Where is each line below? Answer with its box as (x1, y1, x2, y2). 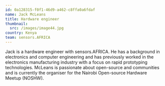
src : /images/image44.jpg (10, 26, 64, 31)
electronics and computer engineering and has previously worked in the (5, 54, 154, 60)
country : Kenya (5, 30, 37, 35)
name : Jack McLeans (5, 12, 46, 17)
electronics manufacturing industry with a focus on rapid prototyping (5, 59, 148, 65)
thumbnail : (5, 21, 28, 26)
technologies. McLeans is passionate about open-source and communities (5, 64, 159, 70)
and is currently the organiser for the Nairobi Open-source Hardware (5, 70, 147, 76)
